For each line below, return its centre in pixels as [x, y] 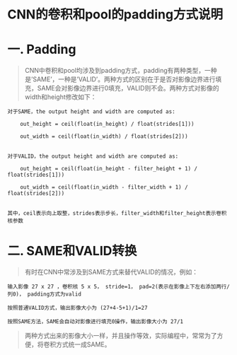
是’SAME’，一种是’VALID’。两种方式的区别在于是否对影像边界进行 [120, 79]
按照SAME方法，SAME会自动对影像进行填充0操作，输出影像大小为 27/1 [96, 322]
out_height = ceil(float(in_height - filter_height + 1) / [109, 169]
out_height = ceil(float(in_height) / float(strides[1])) [107, 124]
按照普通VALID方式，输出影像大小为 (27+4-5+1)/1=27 [77, 308]
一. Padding [42, 50]
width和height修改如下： [60, 97]
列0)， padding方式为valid [44, 294]
